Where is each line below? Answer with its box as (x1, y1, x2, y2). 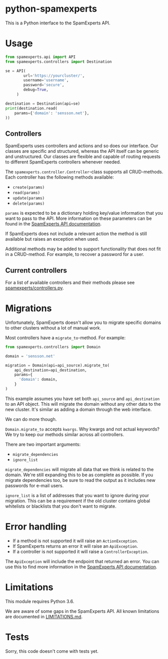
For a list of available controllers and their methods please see (5, 280, 135, 285)
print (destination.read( (5, 106, 58, 111)
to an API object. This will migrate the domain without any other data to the (5, 401, 161, 407)
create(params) (12, 185, 45, 190)
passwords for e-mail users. (5, 482, 64, 488)
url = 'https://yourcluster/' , (23, 73, 85, 78)
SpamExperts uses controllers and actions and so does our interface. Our (5, 143, 158, 149)
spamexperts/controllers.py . (5, 285, 64, 291)
